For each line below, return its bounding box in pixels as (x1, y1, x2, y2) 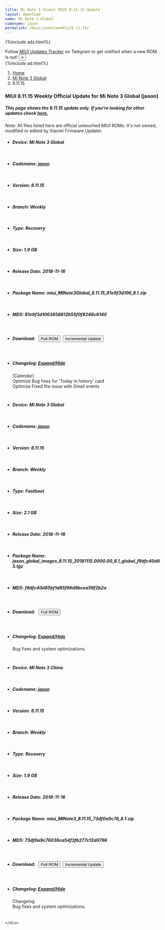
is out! (5, 54, 18, 60)
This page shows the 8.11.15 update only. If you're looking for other (5, 105, 145, 111)
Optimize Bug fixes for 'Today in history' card (12, 378, 104, 384)
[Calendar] (12, 373, 34, 379)
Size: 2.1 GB (12, 510, 37, 516)
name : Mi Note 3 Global (5, 16, 54, 21)
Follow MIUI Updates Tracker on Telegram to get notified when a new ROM (5, 49, 157, 55)
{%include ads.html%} (5, 39, 51, 45)
